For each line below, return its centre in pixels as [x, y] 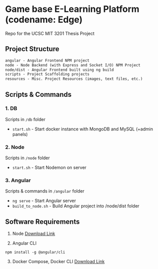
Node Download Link [34, 234]
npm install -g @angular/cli [35, 252]
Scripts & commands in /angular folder [45, 191]
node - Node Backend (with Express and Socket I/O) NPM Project [73, 65]
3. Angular [18, 181]
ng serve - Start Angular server [44, 201]
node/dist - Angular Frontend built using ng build [59, 70]
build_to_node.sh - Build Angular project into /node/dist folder [76, 206]
